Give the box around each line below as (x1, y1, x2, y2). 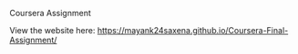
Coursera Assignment (9, 8, 91, 18)
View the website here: (9, 25, 96, 35)
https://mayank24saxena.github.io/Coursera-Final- (97, 25, 289, 35)
